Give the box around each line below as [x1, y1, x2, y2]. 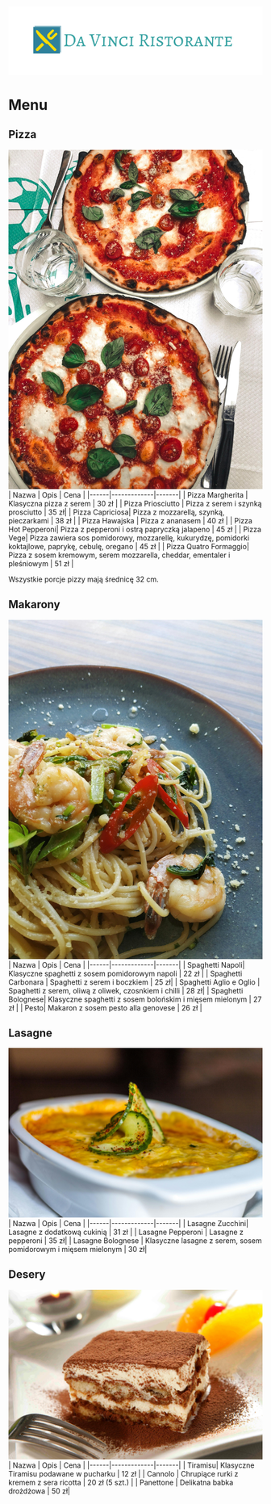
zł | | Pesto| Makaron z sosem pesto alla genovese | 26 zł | [8, 1002, 203, 1012]
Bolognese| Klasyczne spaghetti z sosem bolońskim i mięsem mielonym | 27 [8, 994, 262, 1004]
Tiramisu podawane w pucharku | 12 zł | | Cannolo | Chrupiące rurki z [8, 1468, 239, 1478]
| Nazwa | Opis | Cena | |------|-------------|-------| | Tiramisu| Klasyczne [8, 1460, 255, 1470]
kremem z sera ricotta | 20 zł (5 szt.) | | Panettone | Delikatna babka [8, 1477, 234, 1487]
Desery [8, 1267, 46, 1282]
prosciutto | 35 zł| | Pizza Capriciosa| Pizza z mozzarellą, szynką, [8, 507, 225, 517]
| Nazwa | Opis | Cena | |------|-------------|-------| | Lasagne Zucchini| [8, 1219, 248, 1229]
